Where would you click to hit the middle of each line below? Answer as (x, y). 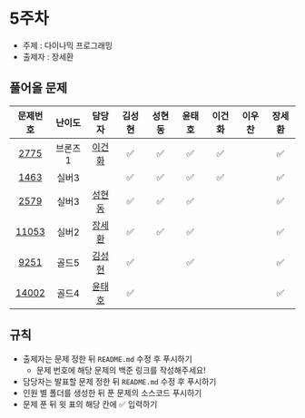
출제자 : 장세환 (48, 56)
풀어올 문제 (39, 88)
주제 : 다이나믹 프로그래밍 (68, 45)
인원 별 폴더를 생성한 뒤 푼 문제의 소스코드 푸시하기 (112, 393)
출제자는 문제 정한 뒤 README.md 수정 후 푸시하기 (107, 358)
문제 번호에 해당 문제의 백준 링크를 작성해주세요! (121, 370)
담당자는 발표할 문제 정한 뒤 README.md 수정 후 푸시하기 (119, 381)
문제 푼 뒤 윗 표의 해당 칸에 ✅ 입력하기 (90, 403)
